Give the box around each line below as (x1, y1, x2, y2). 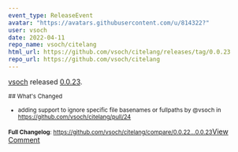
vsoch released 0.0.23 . (8, 76, 83, 87)
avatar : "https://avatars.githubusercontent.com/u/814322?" (8, 19, 210, 27)
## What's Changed (8, 92, 63, 100)
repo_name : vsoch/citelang (8, 41, 97, 49)
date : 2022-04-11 (8, 33, 65, 42)
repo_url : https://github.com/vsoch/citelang (8, 56, 160, 64)
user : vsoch (8, 26, 47, 34)
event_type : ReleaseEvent (8, 11, 93, 20)
